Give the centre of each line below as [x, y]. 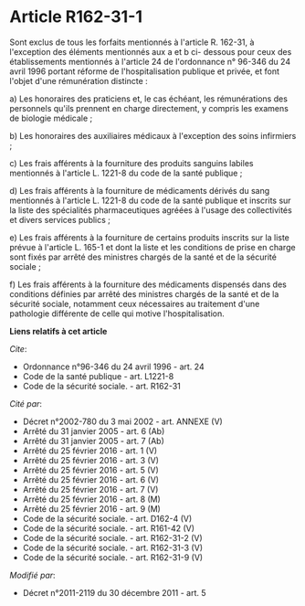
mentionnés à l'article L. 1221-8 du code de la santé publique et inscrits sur [150, 200]
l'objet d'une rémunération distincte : [79, 80]
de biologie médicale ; [51, 118]
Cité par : [26, 403]
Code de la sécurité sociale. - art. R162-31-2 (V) [112, 537]
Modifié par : [33, 575]
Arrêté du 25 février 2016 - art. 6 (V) [91, 479]
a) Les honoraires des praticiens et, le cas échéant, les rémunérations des [148, 99]
